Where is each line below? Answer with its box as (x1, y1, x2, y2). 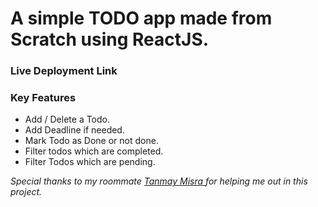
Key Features (10, 91, 77, 105)
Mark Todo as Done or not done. (24, 135, 159, 147)
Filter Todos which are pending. (24, 156, 156, 168)
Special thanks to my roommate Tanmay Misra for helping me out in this (10, 175, 308, 187)
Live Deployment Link (10, 64, 118, 78)
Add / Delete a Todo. (24, 113, 111, 126)
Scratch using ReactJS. (10, 28, 210, 51)
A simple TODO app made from (10, 7, 273, 30)
